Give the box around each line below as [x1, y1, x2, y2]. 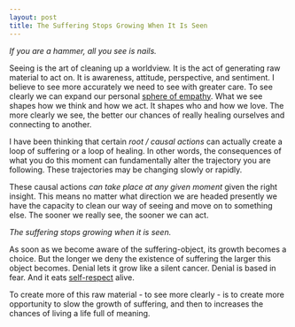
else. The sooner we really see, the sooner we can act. [9, 209, 209, 220]
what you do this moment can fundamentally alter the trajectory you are [9, 155, 271, 165]
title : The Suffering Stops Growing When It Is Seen [9, 21, 208, 30]
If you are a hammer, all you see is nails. [9, 45, 157, 56]
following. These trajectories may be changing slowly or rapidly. [9, 164, 243, 175]
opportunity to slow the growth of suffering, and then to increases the [9, 298, 264, 309]
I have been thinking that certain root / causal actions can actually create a [9, 136, 283, 147]
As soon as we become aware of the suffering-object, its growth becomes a [9, 244, 287, 255]
